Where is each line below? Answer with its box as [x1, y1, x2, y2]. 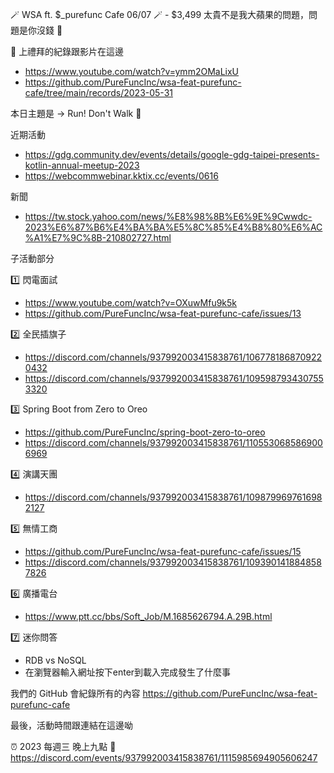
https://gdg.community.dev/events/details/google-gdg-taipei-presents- [24, 149, 320, 160]
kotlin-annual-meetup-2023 [24, 159, 140, 171]
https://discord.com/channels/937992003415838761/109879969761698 [24, 491, 323, 503]
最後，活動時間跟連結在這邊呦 [10, 719, 133, 731]
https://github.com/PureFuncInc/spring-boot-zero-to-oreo [24, 426, 266, 438]
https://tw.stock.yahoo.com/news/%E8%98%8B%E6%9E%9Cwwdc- [24, 211, 313, 222]
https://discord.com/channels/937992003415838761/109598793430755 [24, 373, 324, 384]
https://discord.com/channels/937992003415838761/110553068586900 [24, 437, 323, 448]
